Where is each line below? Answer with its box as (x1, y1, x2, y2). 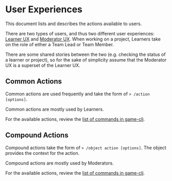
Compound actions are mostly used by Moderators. (5, 160, 114, 166)
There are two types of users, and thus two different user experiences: (5, 30, 155, 36)
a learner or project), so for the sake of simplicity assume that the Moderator (5, 56, 167, 63)
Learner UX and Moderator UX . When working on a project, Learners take (5, 36, 161, 42)
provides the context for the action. (5, 150, 80, 156)
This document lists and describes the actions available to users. (5, 21, 142, 27)
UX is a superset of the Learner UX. (5, 62, 80, 68)
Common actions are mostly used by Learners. (5, 106, 104, 112)
